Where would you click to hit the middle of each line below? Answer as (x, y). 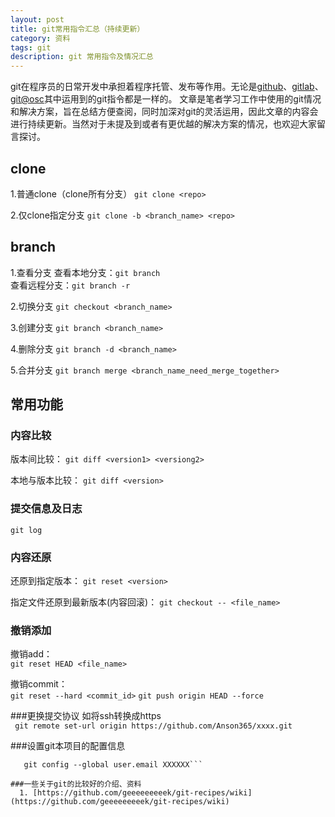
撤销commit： (39, 684)
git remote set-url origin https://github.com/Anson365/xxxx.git (153, 726)
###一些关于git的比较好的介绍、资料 (76, 784)
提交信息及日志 (46, 509)
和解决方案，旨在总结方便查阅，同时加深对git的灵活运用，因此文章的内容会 (164, 112)
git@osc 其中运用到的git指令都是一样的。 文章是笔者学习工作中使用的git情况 (166, 99)
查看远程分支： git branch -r (70, 285)
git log (26, 530)
